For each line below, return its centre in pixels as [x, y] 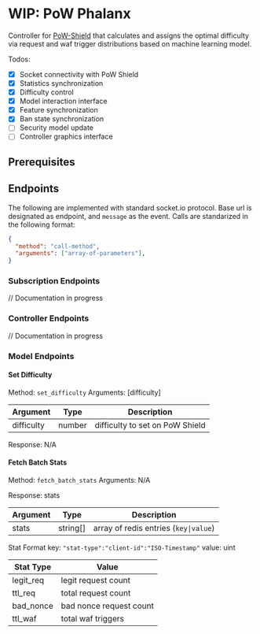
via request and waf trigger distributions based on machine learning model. [130, 43]
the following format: [42, 224]
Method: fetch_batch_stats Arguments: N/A [79, 480]
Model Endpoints [41, 356]
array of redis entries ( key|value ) [154, 528]
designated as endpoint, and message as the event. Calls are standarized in [128, 216]
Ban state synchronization [62, 119]
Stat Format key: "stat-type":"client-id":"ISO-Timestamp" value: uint [122, 547]
